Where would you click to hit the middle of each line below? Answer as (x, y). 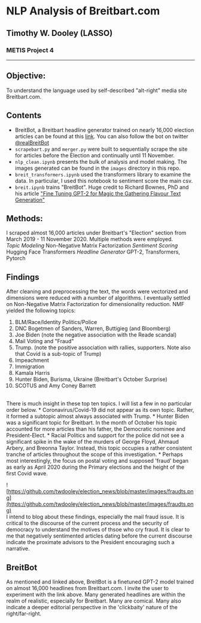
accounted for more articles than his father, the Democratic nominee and (96, 429)
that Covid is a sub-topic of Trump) (58, 354)
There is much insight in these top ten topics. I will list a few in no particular (99, 404)
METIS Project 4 (30, 50)
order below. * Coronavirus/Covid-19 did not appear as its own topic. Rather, (100, 410)
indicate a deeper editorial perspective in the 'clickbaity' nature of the (92, 607)
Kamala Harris (32, 373)
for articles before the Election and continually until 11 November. (95, 155)
